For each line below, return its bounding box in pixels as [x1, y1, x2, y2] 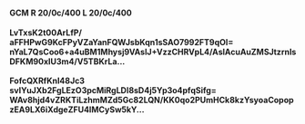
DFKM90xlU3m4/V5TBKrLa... [9, 56, 126, 67]
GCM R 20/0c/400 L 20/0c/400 [9, 7, 132, 18]
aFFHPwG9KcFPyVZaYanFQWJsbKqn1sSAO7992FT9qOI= [9, 37, 234, 48]
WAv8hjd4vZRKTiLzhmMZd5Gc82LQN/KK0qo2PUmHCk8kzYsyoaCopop [9, 95, 294, 106]
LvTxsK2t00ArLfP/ [9, 27, 83, 38]
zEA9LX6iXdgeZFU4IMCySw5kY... [9, 104, 145, 115]
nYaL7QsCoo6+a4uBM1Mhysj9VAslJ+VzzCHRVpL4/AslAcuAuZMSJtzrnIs [9, 46, 297, 58]
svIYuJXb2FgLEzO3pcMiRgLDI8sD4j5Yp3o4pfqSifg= [9, 85, 217, 96]
